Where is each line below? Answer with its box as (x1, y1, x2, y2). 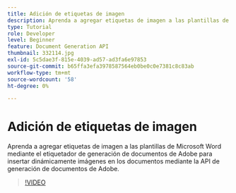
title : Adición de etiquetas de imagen (7, 10, 125, 18)
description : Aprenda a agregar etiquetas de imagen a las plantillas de (7, 17, 230, 24)
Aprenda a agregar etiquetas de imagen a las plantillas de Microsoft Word (7, 142, 221, 151)
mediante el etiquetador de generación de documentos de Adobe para (7, 149, 213, 158)
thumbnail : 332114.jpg (7, 50, 74, 57)
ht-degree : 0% (7, 82, 49, 89)
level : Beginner (7, 37, 55, 44)
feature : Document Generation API (7, 43, 110, 50)
